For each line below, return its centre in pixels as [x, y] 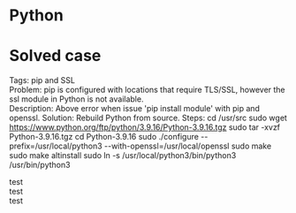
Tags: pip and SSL [42, 80]
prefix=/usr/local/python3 [56, 146]
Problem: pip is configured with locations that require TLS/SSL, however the [147, 90]
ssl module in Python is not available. [76, 99]
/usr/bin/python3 [40, 165]
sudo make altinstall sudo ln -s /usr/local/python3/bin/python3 [123, 156]
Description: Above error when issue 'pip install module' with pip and [135, 109]
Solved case [55, 56]
